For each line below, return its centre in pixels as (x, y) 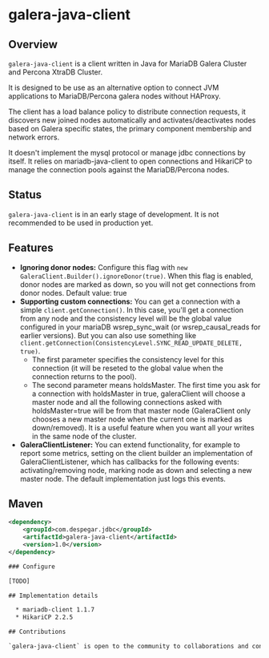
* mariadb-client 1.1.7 (55, 610)
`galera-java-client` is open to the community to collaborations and (128, 647)
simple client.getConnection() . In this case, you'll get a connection (132, 309)
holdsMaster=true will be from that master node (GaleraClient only (141, 410)
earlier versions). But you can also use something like (108, 335)
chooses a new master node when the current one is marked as (137, 419)
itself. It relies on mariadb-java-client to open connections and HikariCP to (130, 161)
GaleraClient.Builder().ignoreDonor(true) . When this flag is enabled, (137, 276)
